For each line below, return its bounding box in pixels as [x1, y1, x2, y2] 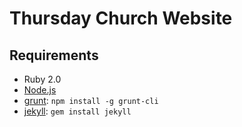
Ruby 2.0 [23, 73, 62, 85]
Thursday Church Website [9, 7, 233, 30]
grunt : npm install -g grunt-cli [23, 95, 159, 106]
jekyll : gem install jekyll [23, 105, 132, 117]
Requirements [9, 47, 99, 64]
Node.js [23, 84, 57, 96]
